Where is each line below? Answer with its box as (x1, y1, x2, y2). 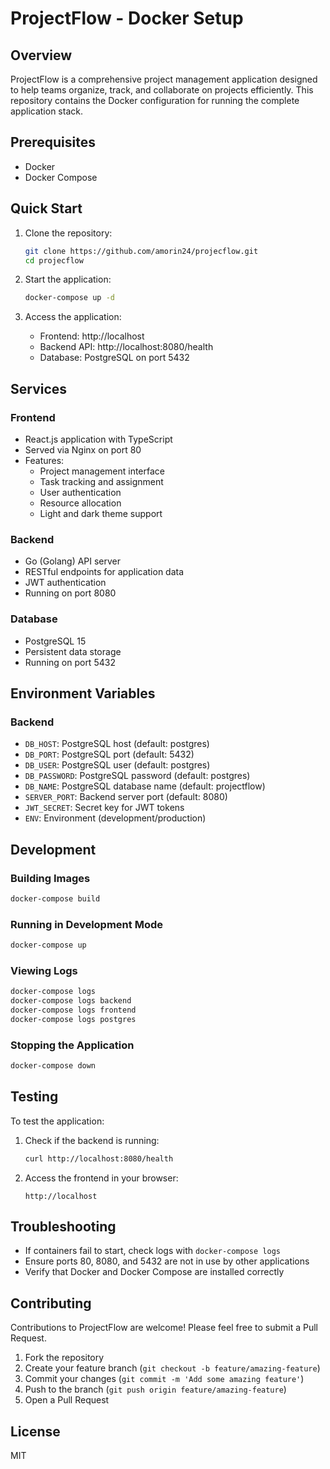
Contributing (10, 1295, 92, 1312)
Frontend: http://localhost (39, 330, 145, 342)
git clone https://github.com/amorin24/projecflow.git (24, 246, 259, 256)
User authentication (39, 486, 122, 498)
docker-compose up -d (24, 293, 115, 303)
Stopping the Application (10, 1038, 135, 1052)
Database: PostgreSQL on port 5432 (39, 352, 190, 364)
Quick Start (10, 200, 83, 217)
